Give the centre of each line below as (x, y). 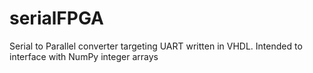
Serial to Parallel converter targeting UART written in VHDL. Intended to (156, 46)
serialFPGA (56, 18)
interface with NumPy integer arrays (84, 56)
